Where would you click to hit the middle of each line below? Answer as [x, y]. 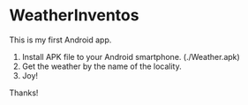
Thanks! [24, 93]
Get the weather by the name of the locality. [102, 66]
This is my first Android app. [60, 40]
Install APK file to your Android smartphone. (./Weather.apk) [131, 56]
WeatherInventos [74, 15]
